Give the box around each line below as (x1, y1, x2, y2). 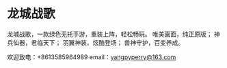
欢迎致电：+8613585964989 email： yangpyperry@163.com (7, 52, 176, 61)
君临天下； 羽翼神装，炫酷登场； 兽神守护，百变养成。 (30, 38, 185, 46)
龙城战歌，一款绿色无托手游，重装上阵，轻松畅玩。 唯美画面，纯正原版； (7, 30, 213, 38)
